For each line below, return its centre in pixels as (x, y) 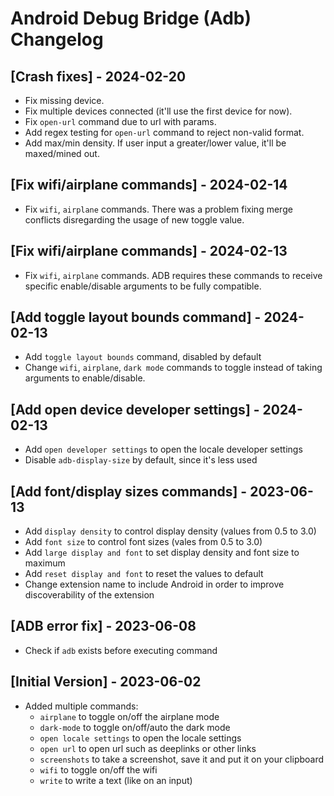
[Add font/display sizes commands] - (129, 491)
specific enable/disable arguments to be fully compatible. (143, 286)
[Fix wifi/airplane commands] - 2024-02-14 (149, 185)
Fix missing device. (64, 100)
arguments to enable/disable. (85, 378)
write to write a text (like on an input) (116, 780)
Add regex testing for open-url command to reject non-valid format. (164, 132)
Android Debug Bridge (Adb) (131, 18)
